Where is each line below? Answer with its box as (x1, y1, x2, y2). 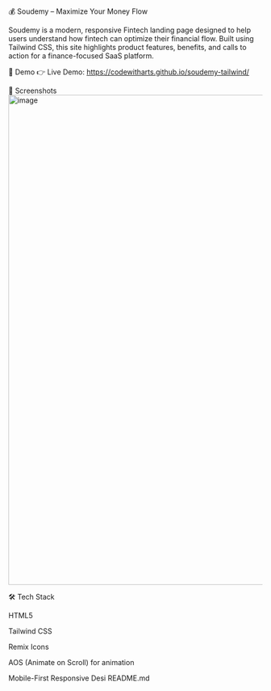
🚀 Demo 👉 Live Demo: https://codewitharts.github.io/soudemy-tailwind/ (8, 67, 250, 77)
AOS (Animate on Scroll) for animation (8, 658, 135, 667)
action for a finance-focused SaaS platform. (8, 51, 155, 61)
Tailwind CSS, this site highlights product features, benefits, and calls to (8, 43, 248, 52)
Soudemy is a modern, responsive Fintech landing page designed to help (8, 25, 252, 35)
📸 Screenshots (8, 86, 57, 95)
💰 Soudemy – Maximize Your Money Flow (8, 6, 148, 16)
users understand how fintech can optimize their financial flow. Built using (8, 34, 254, 43)
